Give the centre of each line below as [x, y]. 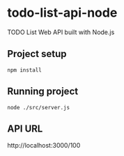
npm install [24, 70]
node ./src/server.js [39, 107]
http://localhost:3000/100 [44, 146]
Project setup [37, 54]
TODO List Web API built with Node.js [61, 32]
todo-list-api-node [62, 13]
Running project [43, 92]
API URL [25, 128]
